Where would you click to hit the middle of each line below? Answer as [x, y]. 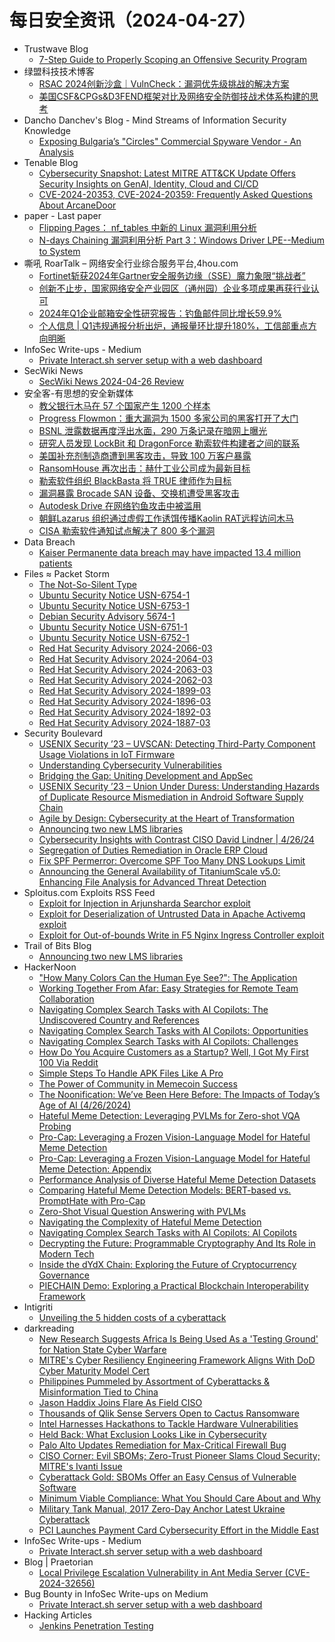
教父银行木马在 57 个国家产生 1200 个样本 [124, 405]
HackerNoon [50, 967]
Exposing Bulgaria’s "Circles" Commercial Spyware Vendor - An [170, 141]
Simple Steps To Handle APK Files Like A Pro [131, 1073]
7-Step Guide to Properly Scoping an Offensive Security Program [172, 59]
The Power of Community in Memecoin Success [138, 1083]
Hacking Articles [57, 1615]
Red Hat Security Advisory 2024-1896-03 [125, 701]
